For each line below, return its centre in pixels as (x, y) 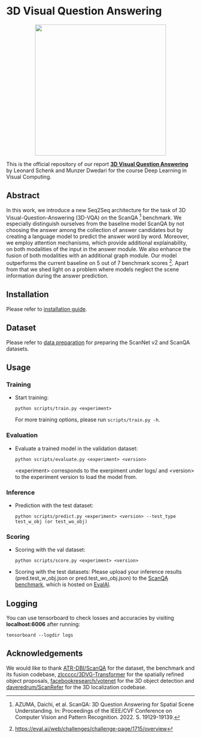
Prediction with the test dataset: (54, 505)
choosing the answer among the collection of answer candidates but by (95, 230)
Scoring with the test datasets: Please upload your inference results (98, 572)
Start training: (32, 397)
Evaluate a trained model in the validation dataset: (76, 448)
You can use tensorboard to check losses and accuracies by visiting (90, 618)
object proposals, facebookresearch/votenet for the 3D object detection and (100, 680)
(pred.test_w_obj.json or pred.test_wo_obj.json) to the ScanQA (92, 578)
